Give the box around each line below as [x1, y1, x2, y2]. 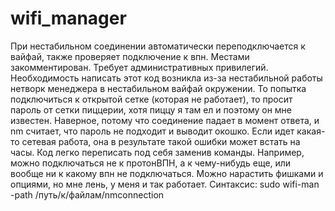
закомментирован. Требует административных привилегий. [10, 61, 269, 73]
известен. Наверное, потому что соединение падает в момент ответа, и [10, 114, 320, 126]
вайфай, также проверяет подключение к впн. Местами [10, 50, 250, 62]
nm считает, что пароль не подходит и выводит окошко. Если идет [10, 125, 295, 137]
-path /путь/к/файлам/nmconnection [10, 188, 165, 201]
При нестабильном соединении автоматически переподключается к [10, 40, 306, 52]
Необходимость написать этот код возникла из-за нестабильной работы [10, 72, 323, 84]
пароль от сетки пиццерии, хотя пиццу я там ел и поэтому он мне [10, 103, 293, 116]
